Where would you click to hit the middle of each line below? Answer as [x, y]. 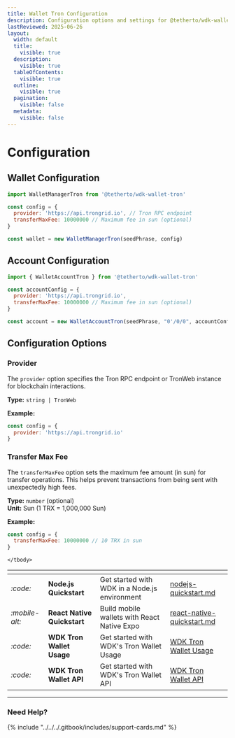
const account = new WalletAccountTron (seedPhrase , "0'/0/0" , [100, 322]
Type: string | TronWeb [42, 399]
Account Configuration [58, 261]
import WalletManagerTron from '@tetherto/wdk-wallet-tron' [97, 194]
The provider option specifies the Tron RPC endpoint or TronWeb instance [114, 378]
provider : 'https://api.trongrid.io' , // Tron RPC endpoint [103, 213]
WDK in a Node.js [129, 588]
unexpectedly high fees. [42, 487]
